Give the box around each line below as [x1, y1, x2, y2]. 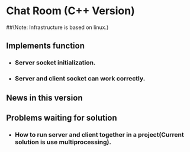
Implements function [6, 41, 85, 51]
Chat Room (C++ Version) [6, 4, 135, 18]
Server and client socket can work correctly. [14, 75, 146, 83]
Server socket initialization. [14, 59, 96, 67]
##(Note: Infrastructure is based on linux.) [6, 24, 109, 31]
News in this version [6, 93, 83, 103]
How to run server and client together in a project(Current [14, 130, 185, 138]
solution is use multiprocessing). [14, 138, 111, 146]
